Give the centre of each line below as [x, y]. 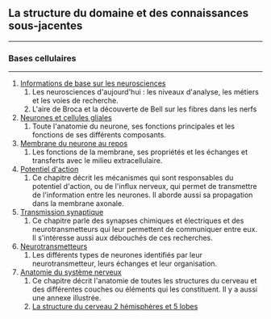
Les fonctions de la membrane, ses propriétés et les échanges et [140, 152]
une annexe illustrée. [67, 298]
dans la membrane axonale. [78, 204]
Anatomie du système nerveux [71, 272]
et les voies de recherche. [75, 101]
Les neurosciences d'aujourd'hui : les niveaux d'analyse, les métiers [146, 92]
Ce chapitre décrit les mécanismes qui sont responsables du [133, 178]
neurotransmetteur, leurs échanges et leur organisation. [125, 264]
